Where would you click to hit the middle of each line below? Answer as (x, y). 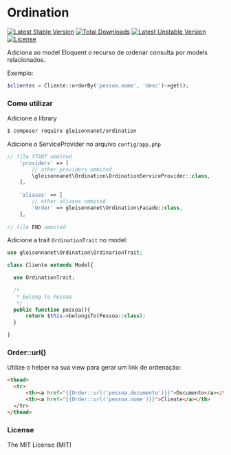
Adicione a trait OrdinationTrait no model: (67, 240)
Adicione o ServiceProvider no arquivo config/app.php (84, 144)
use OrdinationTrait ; (44, 278)
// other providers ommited (72, 169)
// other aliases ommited (69, 202)
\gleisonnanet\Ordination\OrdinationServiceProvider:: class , (121, 176)
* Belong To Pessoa (44, 297)
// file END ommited (37, 227)
